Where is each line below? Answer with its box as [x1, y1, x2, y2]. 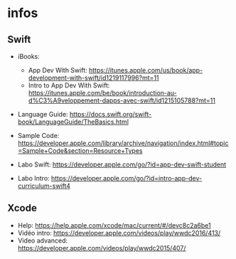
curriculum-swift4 [17, 181, 71, 190]
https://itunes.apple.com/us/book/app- [88, 66, 203, 74]
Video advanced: [17, 236, 68, 245]
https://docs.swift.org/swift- [70, 110, 152, 118]
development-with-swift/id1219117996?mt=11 [28, 73, 159, 82]
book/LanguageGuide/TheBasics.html [17, 117, 129, 126]
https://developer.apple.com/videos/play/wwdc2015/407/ [17, 243, 186, 252]
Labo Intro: [17, 174, 50, 182]
